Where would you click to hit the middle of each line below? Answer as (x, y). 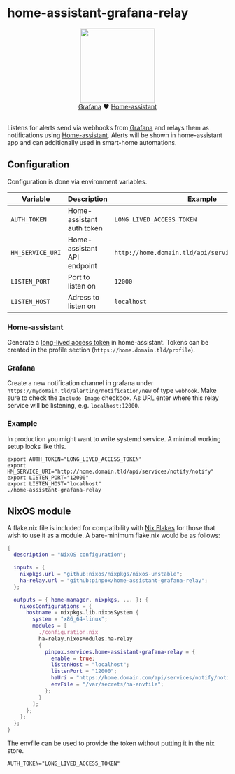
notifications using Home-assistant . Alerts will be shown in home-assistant (115, 135)
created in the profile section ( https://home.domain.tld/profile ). (101, 350)
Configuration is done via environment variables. (77, 181)
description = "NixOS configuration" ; (70, 555)
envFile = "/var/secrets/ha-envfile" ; (108, 684)
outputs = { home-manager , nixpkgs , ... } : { (81, 600)
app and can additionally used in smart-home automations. (92, 142)
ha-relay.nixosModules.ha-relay (85, 639)
